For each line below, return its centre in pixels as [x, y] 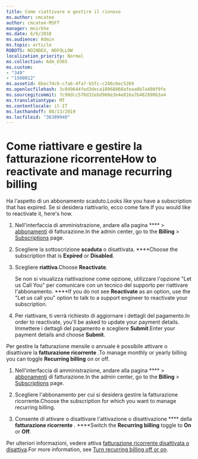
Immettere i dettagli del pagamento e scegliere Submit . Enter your [95, 328]
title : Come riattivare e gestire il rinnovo [63, 12]
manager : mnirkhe [28, 28]
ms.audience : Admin [30, 39]
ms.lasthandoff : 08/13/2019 [41, 111]
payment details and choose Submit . [60, 335]
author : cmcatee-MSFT [33, 23]
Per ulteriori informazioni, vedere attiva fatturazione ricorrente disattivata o [98, 443]
